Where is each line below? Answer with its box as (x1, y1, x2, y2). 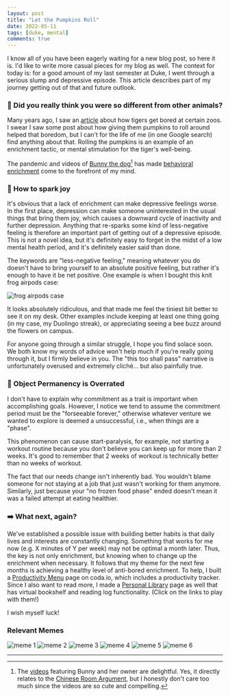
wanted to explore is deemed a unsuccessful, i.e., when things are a (7, 416, 199, 425)
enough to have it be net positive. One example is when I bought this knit (7, 271, 212, 280)
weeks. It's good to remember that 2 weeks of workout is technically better (7, 452, 219, 460)
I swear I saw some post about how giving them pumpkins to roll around (7, 123, 210, 132)
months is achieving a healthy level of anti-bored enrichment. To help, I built (7, 566, 222, 574)
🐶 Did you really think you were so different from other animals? (7, 101, 223, 110)
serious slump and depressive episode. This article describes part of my (7, 76, 211, 84)
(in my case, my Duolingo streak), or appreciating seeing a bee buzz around (7, 319, 221, 328)
